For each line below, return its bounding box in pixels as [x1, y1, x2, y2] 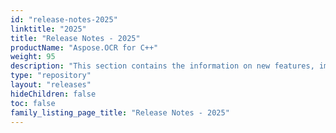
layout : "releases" [10, 80, 92, 90]
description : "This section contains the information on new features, [10, 61, 315, 71]
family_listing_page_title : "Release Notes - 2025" [10, 107, 230, 118]
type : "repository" [10, 71, 92, 81]
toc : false [10, 98, 56, 108]
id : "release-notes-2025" [10, 14, 118, 25]
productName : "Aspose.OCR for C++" [10, 42, 159, 53]
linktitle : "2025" [10, 24, 87, 34]
